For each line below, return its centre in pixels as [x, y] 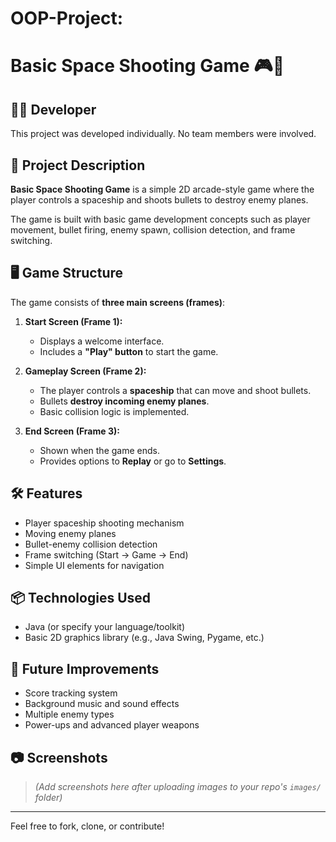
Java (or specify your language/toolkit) [104, 627]
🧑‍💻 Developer [53, 109]
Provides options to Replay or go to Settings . [133, 461]
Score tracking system [71, 693]
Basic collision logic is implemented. [114, 411]
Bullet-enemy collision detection [91, 544]
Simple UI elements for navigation [94, 565]
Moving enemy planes [70, 533]
